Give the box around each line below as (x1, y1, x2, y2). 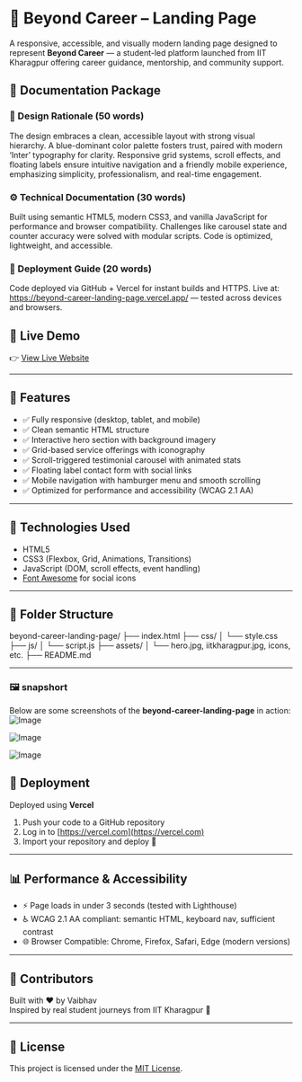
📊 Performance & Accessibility (9, 871, 188, 886)
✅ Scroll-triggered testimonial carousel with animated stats (22, 454, 241, 466)
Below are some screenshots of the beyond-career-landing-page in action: (9, 705, 291, 715)
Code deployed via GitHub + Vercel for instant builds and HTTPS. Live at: (9, 283, 280, 294)
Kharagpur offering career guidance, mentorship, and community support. (9, 57, 285, 67)
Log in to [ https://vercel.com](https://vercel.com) (22, 826, 205, 837)
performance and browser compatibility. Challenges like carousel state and (9, 220, 288, 232)
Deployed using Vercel (9, 799, 94, 810)
